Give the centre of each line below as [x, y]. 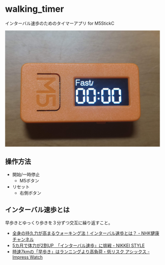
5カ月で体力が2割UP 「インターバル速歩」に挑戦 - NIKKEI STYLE [78, 245]
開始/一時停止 [26, 174]
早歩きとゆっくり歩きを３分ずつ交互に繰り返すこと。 [59, 223]
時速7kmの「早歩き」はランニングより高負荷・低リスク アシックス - [81, 251]
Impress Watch [27, 257]
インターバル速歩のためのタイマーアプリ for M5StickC [60, 23]
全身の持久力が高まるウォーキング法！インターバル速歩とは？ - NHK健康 [86, 233]
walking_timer [35, 9]
